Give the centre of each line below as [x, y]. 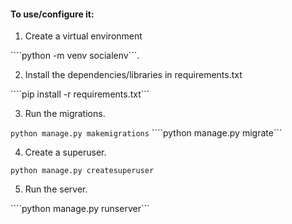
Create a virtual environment [83, 36]
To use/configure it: [52, 14]
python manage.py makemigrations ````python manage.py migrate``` [146, 133]
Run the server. [56, 189]
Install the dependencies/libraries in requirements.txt [133, 75]
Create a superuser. [65, 152]
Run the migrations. [65, 114]
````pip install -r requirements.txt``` [80, 94]
